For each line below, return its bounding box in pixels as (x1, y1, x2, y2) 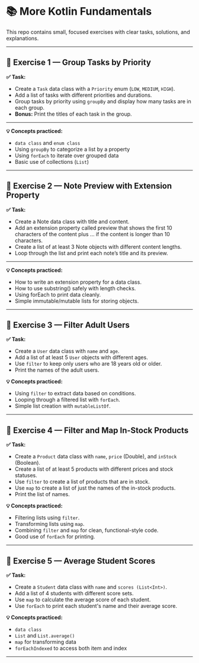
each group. (14, 104, 45, 111)
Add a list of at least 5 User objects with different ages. (14, 354, 148, 361)
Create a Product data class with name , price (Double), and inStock (14, 453, 177, 460)
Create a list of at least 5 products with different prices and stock (14, 465, 174, 472)
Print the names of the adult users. (14, 366, 99, 374)
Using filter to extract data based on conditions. (14, 390, 136, 397)
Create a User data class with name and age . (14, 348, 120, 355)
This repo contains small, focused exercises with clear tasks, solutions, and (6, 28, 191, 36)
